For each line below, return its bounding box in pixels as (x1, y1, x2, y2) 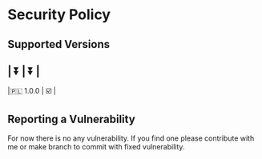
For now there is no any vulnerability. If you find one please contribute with (7, 133, 255, 143)
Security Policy (7, 6, 111, 24)
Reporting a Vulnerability (7, 112, 135, 125)
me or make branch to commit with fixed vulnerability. (7, 142, 185, 152)
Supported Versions (7, 38, 110, 51)
